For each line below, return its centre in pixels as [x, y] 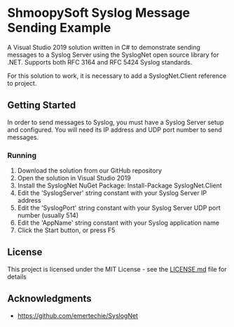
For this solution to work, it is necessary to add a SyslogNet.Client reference [117, 76]
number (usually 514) [48, 215]
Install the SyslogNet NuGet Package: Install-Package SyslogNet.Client [119, 186]
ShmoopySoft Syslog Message [99, 13]
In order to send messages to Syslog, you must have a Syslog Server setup [116, 122]
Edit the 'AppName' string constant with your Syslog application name [118, 223]
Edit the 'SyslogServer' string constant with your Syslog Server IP [112, 193]
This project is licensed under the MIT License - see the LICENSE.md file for [117, 269]
